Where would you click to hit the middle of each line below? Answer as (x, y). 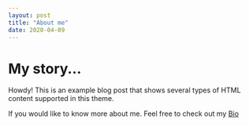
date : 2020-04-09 (37, 30)
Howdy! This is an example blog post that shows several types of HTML (125, 90)
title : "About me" (38, 23)
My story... (45, 68)
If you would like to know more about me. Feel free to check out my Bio (123, 113)
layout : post (30, 15)
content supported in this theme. (61, 99)
